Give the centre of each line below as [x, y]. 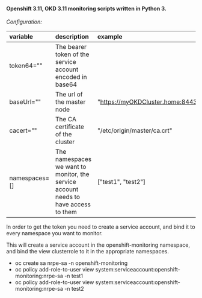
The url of [69, 95]
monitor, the [72, 174]
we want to [71, 167]
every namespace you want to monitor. [55, 233]
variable [21, 37]
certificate [69, 127]
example [110, 37]
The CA [66, 119]
